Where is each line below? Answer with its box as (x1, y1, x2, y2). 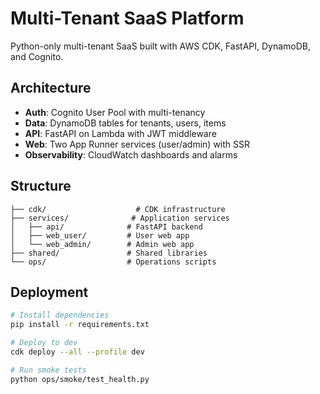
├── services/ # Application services (10, 213, 230, 223)
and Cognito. (10, 50, 64, 62)
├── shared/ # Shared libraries (10, 248, 208, 258)
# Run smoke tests (10, 365, 87, 375)
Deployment (10, 283, 89, 301)
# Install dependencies (10, 310, 110, 321)
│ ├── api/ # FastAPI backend (10, 222, 203, 232)
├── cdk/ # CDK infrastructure (10, 204, 226, 214)
